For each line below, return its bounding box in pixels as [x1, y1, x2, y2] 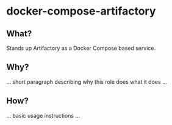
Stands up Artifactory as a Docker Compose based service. [6, 44, 156, 52]
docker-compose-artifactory [6, 4, 156, 18]
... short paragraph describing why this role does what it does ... [6, 78, 167, 86]
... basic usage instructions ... [6, 112, 81, 119]
